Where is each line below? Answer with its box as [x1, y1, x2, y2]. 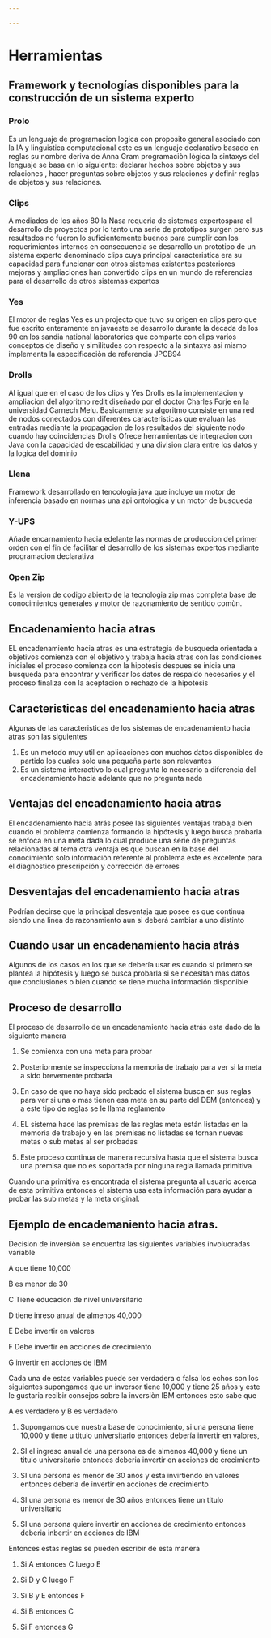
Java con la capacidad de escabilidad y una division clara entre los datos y [8, 440, 258, 449]
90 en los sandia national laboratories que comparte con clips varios [8, 332, 237, 341]
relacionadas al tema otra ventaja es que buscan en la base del [8, 844, 218, 854]
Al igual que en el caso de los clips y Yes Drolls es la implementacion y [8, 388, 244, 397]
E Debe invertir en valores [8, 1327, 95, 1336]
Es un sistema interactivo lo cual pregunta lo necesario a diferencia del [19, 765, 256, 774]
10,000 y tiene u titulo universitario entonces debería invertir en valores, [19, 1430, 260, 1440]
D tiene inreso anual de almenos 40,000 [8, 1310, 142, 1320]
